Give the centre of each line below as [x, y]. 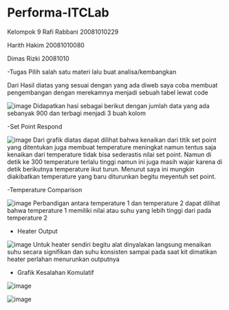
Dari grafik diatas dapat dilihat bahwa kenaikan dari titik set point [125, 140]
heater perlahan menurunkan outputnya [64, 259]
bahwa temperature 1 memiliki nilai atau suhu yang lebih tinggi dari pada [109, 210]
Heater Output [37, 231]
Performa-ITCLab [58, 13]
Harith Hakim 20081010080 [46, 45]
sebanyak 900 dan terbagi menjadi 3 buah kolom [77, 113]
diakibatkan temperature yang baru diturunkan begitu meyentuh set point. [112, 176]
